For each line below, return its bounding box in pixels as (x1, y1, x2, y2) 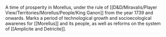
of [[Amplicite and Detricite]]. (5, 26, 67, 32)
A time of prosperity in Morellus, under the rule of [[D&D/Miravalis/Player (5, 5, 157, 10)
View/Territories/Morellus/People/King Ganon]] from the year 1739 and (5, 10, 153, 16)
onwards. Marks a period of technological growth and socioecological (5, 15, 152, 21)
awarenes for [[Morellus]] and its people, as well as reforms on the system (5, 20, 161, 26)
